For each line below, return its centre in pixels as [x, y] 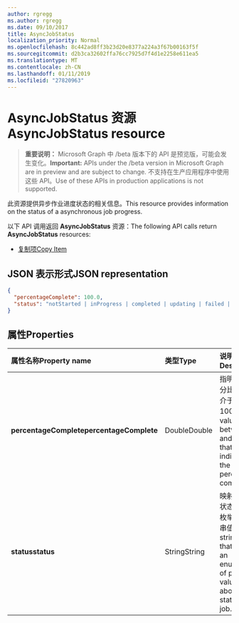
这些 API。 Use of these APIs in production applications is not [114, 181]
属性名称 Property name [51, 361]
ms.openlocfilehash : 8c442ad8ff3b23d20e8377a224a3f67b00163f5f [103, 47]
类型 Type [181, 361]
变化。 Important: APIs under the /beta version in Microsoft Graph [127, 163]
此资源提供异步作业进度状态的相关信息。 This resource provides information [118, 203]
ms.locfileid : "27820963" [46, 80]
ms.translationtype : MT [43, 61]
